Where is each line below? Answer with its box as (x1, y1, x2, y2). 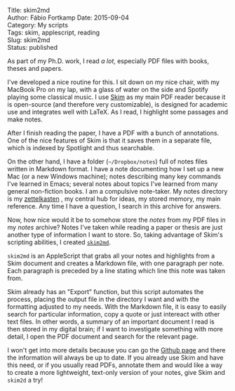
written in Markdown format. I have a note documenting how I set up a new (7, 165, 224, 173)
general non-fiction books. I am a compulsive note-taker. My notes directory (7, 187, 228, 195)
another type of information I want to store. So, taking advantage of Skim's (7, 231, 223, 239)
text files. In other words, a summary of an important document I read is (7, 317, 215, 326)
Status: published (7, 44, 58, 51)
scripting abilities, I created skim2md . (7, 238, 111, 246)
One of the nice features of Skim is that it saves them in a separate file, (7, 136, 212, 145)
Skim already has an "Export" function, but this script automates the (7, 288, 204, 296)
